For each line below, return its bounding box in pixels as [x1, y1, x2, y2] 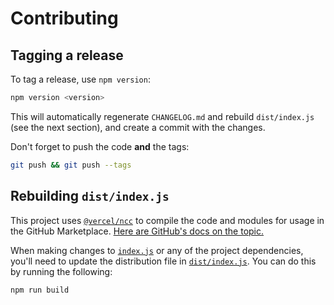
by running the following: [10, 265, 113, 277]
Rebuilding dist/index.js [10, 188, 170, 205]
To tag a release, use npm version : [10, 73, 151, 85]
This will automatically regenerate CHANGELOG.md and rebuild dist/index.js [10, 110, 315, 122]
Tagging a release [10, 47, 124, 64]
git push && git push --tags [10, 160, 132, 170]
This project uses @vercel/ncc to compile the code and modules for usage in [10, 214, 325, 226]
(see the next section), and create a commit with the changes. [10, 121, 266, 133]
